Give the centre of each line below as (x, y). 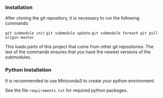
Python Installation (28, 70)
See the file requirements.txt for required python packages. (66, 90)
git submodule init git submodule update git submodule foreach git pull (81, 33)
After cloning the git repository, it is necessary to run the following (72, 18)
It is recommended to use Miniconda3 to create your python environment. (80, 81)
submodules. (18, 57)
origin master (20, 38)
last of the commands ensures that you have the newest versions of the (78, 52)
